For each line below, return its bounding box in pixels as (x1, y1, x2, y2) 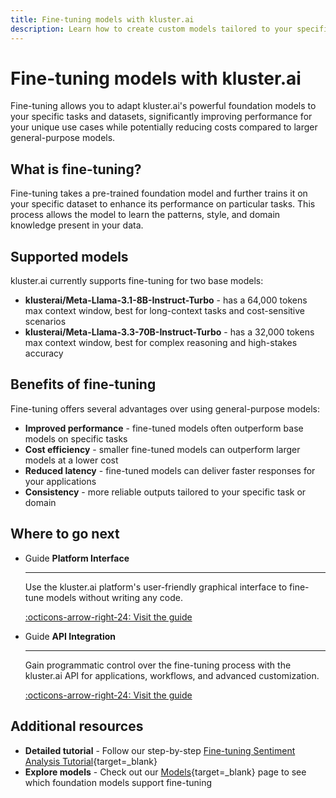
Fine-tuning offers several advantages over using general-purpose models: (10, 402, 321, 415)
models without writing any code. (46, 591, 183, 603)
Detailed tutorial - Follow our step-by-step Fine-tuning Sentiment (24, 744, 296, 756)
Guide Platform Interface (24, 552, 130, 564)
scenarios (24, 316, 67, 328)
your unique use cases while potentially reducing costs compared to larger (10, 121, 318, 133)
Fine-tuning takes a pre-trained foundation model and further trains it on (10, 187, 308, 200)
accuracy (24, 347, 64, 360)
